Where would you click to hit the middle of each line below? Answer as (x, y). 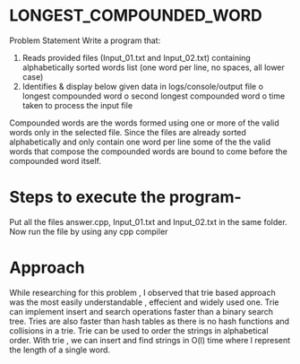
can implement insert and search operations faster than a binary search (141, 311)
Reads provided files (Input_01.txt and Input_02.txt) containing (136, 57)
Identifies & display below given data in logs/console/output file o (143, 86)
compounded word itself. (55, 160)
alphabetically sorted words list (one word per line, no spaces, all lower (153, 67)
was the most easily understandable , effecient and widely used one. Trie (144, 302)
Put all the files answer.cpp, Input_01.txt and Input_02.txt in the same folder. (149, 221)
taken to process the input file (77, 105)
